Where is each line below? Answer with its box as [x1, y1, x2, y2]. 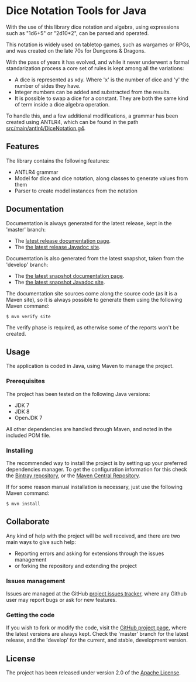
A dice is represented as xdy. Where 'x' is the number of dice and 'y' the [14, 76, 189, 83]
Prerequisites [6, 377, 45, 385]
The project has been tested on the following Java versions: [6, 390, 150, 397]
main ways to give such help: [6, 538, 76, 545]
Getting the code [6, 611, 55, 619]
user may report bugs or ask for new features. [6, 597, 117, 604]
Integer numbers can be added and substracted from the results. [14, 88, 171, 95]
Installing [6, 446, 33, 454]
